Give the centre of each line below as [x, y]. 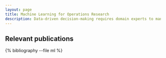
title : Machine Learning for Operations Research [57, 14]
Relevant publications [39, 39]
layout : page [19, 10]
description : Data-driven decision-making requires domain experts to [79, 19]
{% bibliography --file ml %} [34, 51]
